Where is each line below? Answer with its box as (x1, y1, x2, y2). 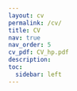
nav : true (8, 33, 41, 42)
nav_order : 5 (8, 41, 52, 49)
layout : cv (8, 11, 44, 20)
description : (8, 56, 52, 64)
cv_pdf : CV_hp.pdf (8, 48, 69, 56)
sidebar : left (15, 70, 62, 78)
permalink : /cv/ (8, 19, 62, 27)
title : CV (8, 26, 41, 34)
